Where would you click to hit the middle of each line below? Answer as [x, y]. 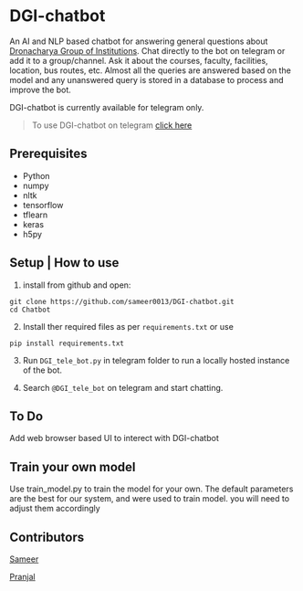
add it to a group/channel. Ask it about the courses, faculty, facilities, [139, 60]
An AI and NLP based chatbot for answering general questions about [139, 41]
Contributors [47, 537]
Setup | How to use [64, 263]
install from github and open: [77, 285]
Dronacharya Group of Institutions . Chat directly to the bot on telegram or [147, 50]
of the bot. [42, 370]
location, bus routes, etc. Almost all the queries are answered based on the [151, 70]
